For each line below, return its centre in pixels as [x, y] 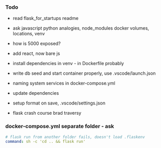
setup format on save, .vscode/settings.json [59, 103]
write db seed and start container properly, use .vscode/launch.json [84, 73]
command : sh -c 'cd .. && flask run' [45, 142]
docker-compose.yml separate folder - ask [60, 126]
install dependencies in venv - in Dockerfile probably [68, 64]
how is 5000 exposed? [37, 44]
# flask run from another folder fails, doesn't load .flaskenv [75, 137]
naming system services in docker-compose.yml [64, 83]
